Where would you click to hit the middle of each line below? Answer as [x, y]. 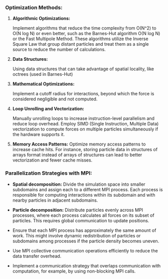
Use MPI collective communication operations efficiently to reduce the [85, 250]
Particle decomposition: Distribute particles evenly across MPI [78, 210]
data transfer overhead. [37, 256]
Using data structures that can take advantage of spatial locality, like [83, 69]
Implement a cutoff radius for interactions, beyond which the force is [83, 94]
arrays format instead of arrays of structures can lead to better [77, 155]
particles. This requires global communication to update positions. [81, 220]
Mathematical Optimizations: [43, 84]
